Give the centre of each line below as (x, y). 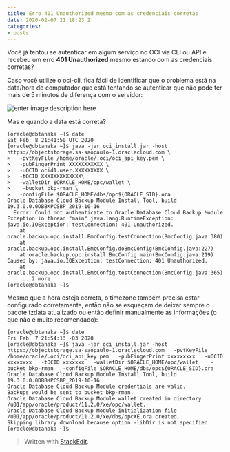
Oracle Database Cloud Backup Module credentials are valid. (97, 387)
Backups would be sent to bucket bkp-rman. (71, 393)
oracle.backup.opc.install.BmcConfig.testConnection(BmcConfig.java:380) (115, 237)
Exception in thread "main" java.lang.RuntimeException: (91, 219)
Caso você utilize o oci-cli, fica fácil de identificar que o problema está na (112, 81)
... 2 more (35, 279)
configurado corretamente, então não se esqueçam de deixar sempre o (108, 305)
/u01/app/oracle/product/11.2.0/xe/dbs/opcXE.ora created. (94, 417)
